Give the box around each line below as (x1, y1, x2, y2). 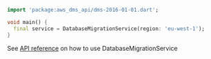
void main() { (7, 19, 48, 25)
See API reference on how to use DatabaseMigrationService (7, 44, 178, 52)
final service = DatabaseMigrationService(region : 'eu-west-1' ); (13, 25, 205, 32)
